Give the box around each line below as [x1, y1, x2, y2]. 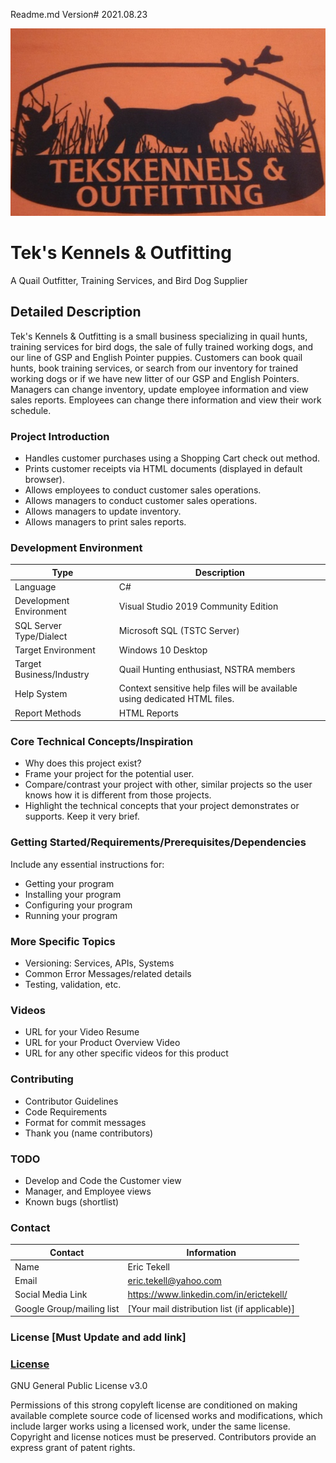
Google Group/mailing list [14, 1302, 120, 1314]
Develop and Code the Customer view [24, 1174, 182, 1186]
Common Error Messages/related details [24, 968, 192, 980]
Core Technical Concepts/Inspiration [10, 735, 194, 749]
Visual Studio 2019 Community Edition [118, 600, 279, 612]
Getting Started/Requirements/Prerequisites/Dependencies [10, 835, 307, 849]
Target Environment [14, 644, 96, 656]
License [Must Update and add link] [10, 1330, 187, 1344]
